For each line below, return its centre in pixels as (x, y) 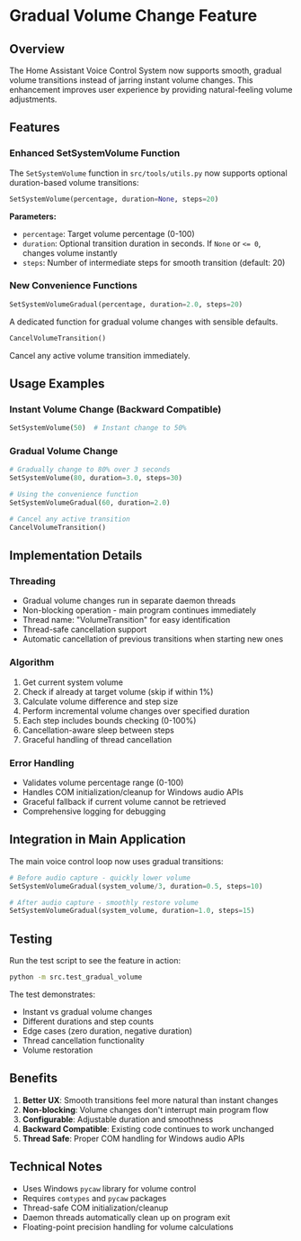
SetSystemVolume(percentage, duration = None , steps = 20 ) (114, 199)
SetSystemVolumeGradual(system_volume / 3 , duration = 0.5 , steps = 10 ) (136, 886)
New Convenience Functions (73, 286)
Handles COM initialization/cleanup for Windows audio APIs (133, 792)
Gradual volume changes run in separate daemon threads (129, 601)
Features (35, 128)
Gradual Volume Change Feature (133, 16)
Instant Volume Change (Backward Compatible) (115, 409)
